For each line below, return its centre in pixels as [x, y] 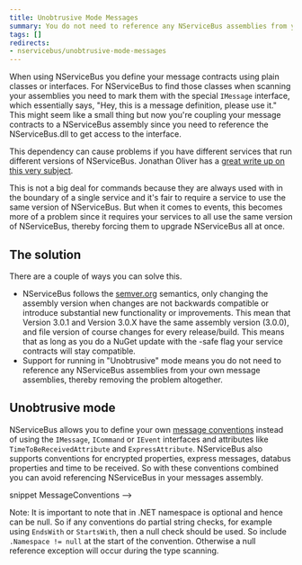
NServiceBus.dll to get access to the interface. [96, 134]
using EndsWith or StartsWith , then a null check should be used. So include [148, 531]
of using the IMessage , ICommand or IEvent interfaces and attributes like [139, 439]
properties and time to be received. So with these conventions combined [144, 468]
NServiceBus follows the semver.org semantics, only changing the [145, 293]
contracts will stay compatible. [79, 351]
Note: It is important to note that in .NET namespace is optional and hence [146, 512]
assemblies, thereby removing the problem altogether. [122, 380]
